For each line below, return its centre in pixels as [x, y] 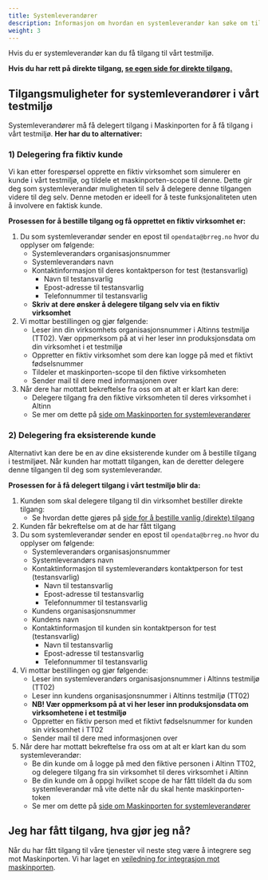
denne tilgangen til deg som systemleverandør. [85, 470]
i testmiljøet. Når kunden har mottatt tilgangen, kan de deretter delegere [126, 461]
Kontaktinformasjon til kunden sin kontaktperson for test [124, 628]
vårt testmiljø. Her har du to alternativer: [75, 134]
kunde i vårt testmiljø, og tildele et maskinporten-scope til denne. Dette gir [130, 180]
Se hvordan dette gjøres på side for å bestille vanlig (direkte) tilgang [143, 517]
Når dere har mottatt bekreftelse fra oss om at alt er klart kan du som [133, 746]
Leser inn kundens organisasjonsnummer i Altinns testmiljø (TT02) [140, 696]
